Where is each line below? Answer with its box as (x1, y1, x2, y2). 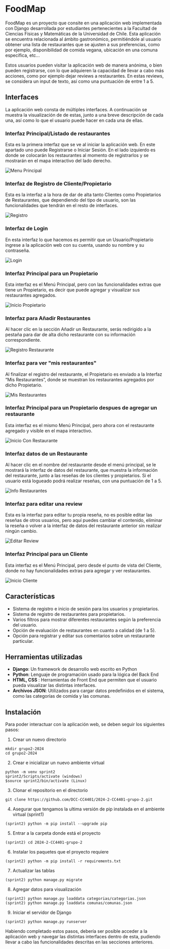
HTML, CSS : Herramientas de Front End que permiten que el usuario (12, 677, 157, 683)
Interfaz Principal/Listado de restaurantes (5, 130, 110, 137)
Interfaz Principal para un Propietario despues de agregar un (5, 404, 157, 411)
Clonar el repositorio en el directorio (12, 788, 88, 794)
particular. (12, 638, 34, 644)
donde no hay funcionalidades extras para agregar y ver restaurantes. (5, 567, 151, 574)
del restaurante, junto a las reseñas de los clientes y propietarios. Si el (5, 473, 151, 479)
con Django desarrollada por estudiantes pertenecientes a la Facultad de (5, 25, 157, 31)
